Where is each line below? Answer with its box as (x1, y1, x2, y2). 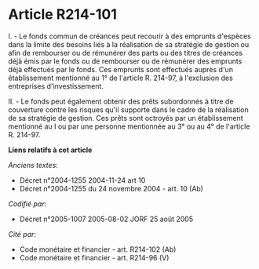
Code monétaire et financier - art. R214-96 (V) (19, 253, 170, 262)
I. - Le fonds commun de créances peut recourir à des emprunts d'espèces (8, 31, 251, 41)
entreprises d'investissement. (8, 81, 104, 91)
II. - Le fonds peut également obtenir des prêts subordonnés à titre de (8, 96, 234, 106)
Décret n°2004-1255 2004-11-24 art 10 (19, 175, 146, 185)
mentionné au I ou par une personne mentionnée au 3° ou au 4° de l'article (8, 122, 250, 131)
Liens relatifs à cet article (8, 145, 93, 154)
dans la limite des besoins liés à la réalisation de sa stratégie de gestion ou (8, 39, 250, 49)
